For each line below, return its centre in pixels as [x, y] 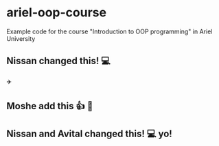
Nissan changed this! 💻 [59, 61]
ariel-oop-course [57, 13]
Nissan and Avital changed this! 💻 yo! [89, 133]
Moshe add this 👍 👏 [50, 106]
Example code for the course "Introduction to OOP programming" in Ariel [109, 31]
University [21, 38]
